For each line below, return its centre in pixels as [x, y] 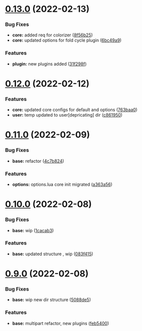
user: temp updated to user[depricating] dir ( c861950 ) [67, 115]
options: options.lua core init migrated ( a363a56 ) [62, 184]
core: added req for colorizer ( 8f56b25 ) [53, 35]
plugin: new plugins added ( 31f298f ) [49, 64]
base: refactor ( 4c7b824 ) [38, 161]
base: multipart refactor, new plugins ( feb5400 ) [60, 323]
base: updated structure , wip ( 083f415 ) [53, 254]
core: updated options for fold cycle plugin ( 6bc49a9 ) [67, 40]
